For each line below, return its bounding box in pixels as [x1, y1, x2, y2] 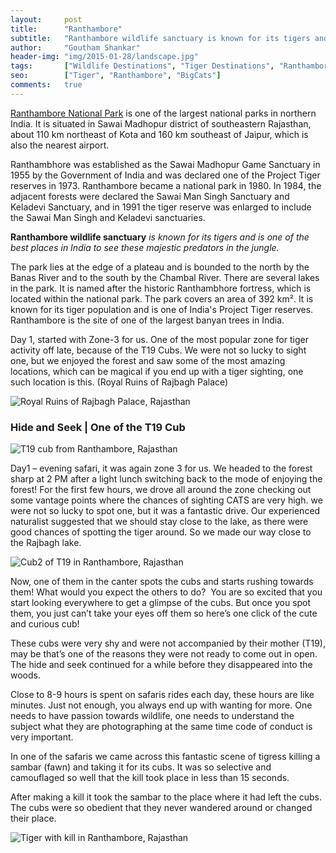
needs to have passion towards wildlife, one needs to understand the [10, 710, 295, 722]
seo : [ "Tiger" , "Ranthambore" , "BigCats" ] [10, 71, 222, 81]
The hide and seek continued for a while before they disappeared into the [10, 659, 313, 671]
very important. [10, 731, 74, 743]
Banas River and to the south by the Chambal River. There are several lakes [10, 271, 320, 283]
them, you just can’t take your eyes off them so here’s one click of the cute [10, 607, 318, 620]
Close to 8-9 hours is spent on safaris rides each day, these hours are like [10, 689, 315, 701]
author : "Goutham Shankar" [10, 42, 141, 53]
